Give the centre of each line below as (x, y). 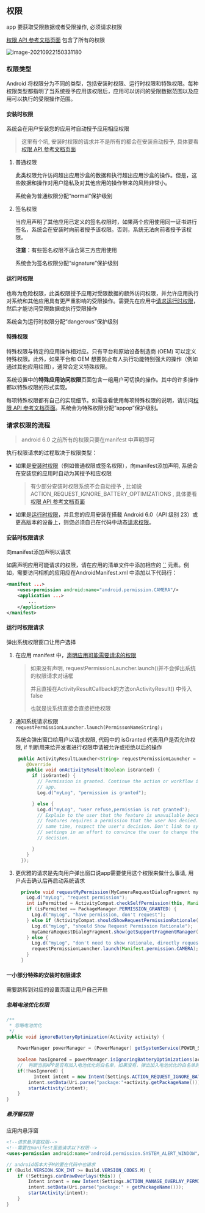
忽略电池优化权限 (28, 1005)
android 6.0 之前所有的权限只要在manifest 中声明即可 (88, 440)
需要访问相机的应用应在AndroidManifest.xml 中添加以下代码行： (97, 573)
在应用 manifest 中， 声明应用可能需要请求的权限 (76, 655)
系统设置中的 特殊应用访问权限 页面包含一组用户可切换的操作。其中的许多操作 (103, 379)
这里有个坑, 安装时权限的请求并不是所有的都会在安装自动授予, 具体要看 (110, 142)
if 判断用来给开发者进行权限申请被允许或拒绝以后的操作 (93, 747)
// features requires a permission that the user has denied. (118, 821)
